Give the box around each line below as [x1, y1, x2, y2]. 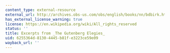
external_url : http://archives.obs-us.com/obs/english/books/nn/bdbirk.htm [5, 12, 168, 17]
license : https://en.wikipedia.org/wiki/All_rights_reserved [5, 21, 137, 27]
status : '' [5, 26, 28, 31]
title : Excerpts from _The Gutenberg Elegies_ [5, 31, 105, 36]
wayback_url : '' [5, 40, 39, 45]
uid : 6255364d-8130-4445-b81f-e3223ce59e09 [5, 36, 99, 41]
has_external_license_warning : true [5, 17, 82, 22]
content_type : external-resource [5, 7, 76, 13]
